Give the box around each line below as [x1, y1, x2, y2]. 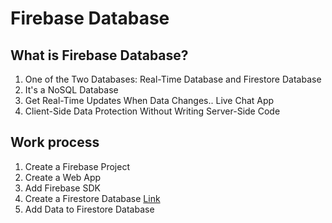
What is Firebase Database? [10, 47, 189, 64]
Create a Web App [24, 171, 102, 183]
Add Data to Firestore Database [24, 203, 155, 215]
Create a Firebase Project [24, 160, 130, 172]
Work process [10, 134, 100, 151]
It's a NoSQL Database [24, 84, 119, 96]
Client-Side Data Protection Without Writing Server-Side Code [24, 105, 281, 117]
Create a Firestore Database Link [24, 192, 161, 204]
